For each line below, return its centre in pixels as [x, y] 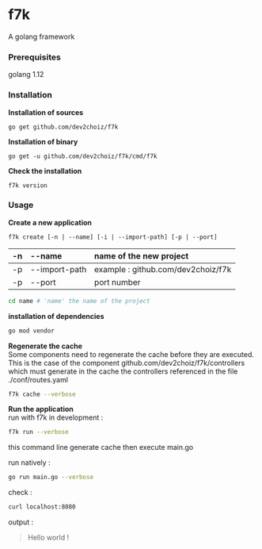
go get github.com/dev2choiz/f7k [63, 127]
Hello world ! [48, 538]
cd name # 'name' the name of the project [79, 301]
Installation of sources [46, 112]
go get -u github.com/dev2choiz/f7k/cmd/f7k [83, 156]
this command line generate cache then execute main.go [101, 447]
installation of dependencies [56, 316]
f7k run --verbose [38, 432]
